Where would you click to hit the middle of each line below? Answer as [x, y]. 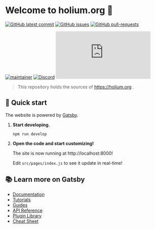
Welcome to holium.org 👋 [59, 10]
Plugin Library [27, 216]
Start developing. [31, 125]
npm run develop [30, 134]
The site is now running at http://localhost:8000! [63, 153]
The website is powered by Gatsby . [42, 115]
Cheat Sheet [25, 221]
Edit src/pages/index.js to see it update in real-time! [67, 163]
